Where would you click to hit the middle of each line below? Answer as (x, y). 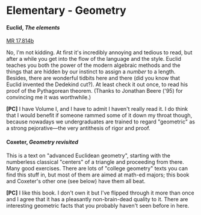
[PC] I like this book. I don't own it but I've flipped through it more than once (100, 193)
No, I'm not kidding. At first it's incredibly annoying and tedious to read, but (99, 52)
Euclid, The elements (33, 27)
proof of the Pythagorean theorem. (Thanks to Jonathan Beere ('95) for (95, 91)
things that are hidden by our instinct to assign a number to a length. (91, 72)
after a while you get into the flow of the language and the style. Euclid (94, 59)
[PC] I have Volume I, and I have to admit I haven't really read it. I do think (97, 109)
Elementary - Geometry (66, 11)
